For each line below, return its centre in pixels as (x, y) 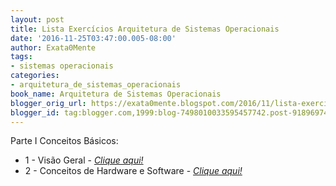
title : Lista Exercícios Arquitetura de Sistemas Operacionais (145, 29)
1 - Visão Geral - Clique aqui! (84, 160)
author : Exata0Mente (53, 47)
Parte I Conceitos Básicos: (64, 141)
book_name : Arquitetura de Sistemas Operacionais (116, 94)
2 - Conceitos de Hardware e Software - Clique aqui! (133, 171)
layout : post (37, 19)
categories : (35, 76)
